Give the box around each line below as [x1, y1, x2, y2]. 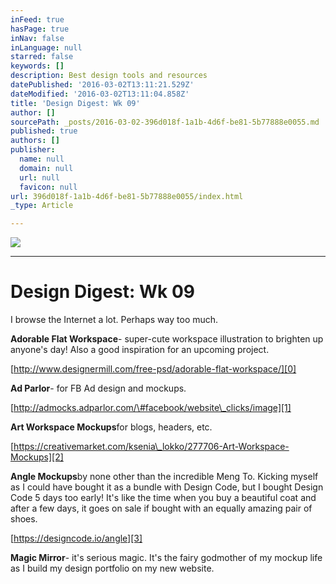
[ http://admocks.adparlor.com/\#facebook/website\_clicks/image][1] [10, 402, 292, 414]
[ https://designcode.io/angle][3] [10, 532, 143, 545]
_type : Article [10, 201, 74, 211]
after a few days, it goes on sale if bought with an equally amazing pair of [10, 502, 313, 515]
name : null [19, 154, 65, 164]
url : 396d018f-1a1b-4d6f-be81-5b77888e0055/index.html [10, 191, 244, 201]
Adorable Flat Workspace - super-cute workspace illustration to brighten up [10, 333, 324, 345]
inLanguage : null [10, 42, 83, 53]
